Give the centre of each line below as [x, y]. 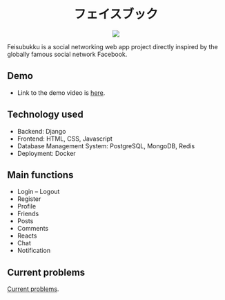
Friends [28, 214]
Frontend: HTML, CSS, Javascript [65, 139]
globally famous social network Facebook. [67, 54]
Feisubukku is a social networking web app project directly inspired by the [113, 46]
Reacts [27, 236]
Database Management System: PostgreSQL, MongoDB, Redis [106, 145]
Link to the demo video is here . [61, 92]
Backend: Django [41, 131]
